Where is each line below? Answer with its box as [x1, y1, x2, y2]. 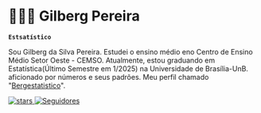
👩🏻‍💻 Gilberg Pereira [8, 7, 141, 25]
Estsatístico [8, 33, 52, 41]
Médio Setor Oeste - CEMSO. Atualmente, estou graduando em [8, 55, 216, 65]
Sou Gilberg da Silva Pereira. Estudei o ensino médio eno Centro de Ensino [8, 47, 253, 56]
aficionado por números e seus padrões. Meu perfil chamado [8, 72, 209, 81]
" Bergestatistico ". [8, 81, 66, 90]
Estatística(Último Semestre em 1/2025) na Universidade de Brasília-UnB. [8, 63, 249, 73]
